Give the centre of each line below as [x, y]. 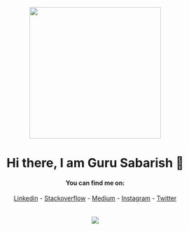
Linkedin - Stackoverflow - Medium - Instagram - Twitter [95, 198]
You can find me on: [95, 183]
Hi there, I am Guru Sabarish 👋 [95, 163]
